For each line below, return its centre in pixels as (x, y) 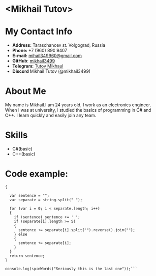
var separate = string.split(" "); (46, 200)
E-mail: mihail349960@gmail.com (47, 56)
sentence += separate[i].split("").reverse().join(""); (77, 230)
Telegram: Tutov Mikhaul (38, 66)
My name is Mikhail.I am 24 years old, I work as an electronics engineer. (78, 105)
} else (21, 234)
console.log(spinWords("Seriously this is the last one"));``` (71, 269)
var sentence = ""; (30, 195)
